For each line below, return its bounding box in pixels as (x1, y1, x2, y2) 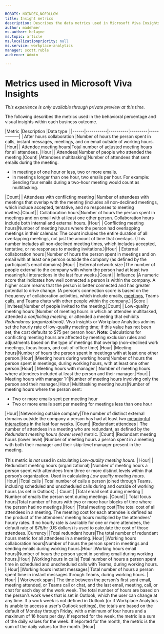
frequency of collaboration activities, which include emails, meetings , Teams (5, 293, 159, 299)
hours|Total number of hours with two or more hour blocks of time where (5, 499, 152, 505)
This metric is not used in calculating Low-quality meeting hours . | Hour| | (5, 457, 154, 463)
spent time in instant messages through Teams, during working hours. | (5, 572, 149, 578)
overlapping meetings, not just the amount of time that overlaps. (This (5, 236, 145, 242)
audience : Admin (5, 52, 38, 57)
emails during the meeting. (5, 159, 59, 165)
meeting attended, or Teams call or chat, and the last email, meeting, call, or (5, 582, 158, 588)
